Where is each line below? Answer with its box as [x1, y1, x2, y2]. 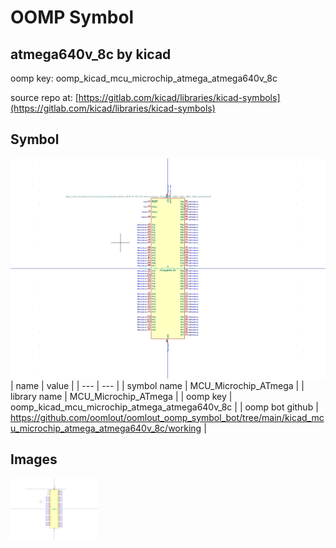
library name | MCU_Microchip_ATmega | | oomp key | [10, 390, 233, 402]
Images [10, 451, 58, 468]
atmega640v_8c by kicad [10, 46, 172, 63]
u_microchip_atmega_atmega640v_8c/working [10, 422, 202, 434]
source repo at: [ [10, 92, 79, 103]
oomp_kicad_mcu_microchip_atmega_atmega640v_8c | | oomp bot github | [10, 401, 319, 413]
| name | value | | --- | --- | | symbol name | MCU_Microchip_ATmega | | [10, 379, 305, 391]
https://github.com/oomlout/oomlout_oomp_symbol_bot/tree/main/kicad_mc [10, 411, 325, 423]
